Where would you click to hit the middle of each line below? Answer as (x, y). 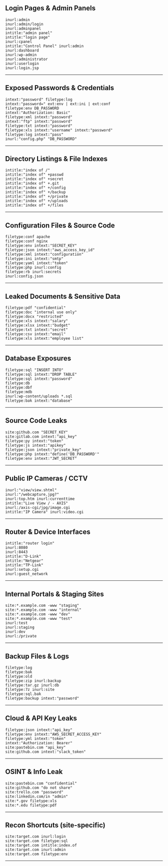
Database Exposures (38, 358)
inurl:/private (21, 636)
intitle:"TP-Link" (24, 565)
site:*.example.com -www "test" (39, 619)
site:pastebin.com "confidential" (41, 783)
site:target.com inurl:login (35, 837)
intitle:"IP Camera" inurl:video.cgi (44, 512)
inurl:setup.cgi (22, 570)
